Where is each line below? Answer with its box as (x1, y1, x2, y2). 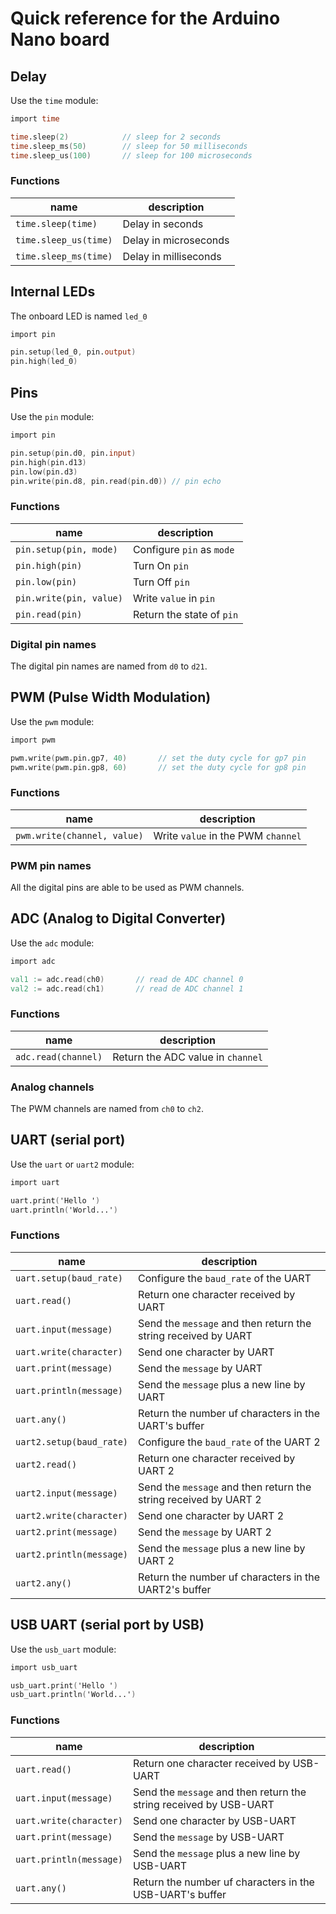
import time (10, 114, 60, 124)
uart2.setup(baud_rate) (15, 1436, 129, 1447)
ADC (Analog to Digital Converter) (10, 910, 227, 927)
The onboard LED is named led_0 (10, 310, 148, 322)
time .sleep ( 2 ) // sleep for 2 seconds (10, 132, 222, 142)
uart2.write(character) (15, 1510, 129, 1521)
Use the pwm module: (10, 715, 95, 727)
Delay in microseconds (122, 233, 230, 247)
